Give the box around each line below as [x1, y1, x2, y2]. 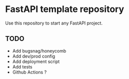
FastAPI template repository [5, 3, 124, 15]
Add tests [12, 63, 32, 69]
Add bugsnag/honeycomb [12, 47, 66, 53]
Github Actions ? [12, 69, 47, 75]
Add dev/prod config [12, 53, 55, 59]
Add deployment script [12, 58, 60, 64]
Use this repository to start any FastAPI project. [5, 20, 103, 26]
